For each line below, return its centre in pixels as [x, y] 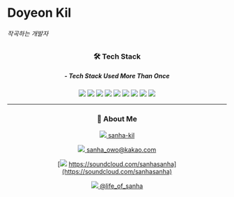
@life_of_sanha [122, 186]
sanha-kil [121, 135]
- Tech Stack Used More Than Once [117, 75]
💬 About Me [117, 119]
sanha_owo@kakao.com [122, 149]
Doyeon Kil [39, 13]
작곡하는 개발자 [28, 34]
